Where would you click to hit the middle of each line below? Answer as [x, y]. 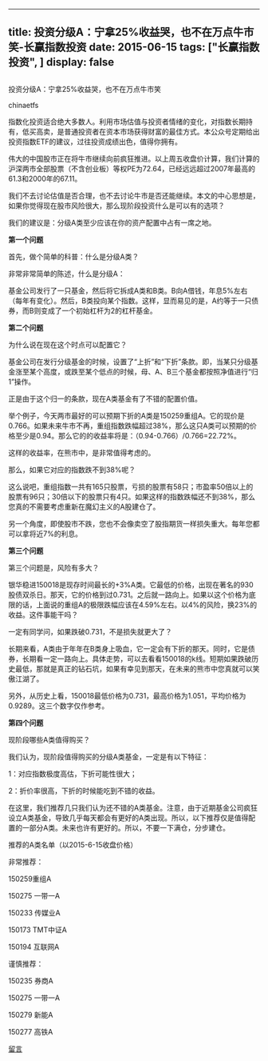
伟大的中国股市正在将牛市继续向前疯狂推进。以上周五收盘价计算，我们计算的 [134, 158]
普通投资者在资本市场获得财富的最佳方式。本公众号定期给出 [162, 131]
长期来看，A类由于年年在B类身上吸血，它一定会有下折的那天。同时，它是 [128, 648]
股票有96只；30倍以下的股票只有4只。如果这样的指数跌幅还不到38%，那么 [132, 496]
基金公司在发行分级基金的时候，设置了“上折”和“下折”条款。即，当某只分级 [130, 362]
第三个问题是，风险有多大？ [54, 567]
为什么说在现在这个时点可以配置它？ [68, 344]
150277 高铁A [31, 1031]
